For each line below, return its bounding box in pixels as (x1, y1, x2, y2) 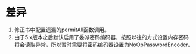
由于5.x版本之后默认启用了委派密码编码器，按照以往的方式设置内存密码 (14, 33, 189, 40)
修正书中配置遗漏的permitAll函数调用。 (14, 26, 110, 33)
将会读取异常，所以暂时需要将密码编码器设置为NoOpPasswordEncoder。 (14, 41, 194, 48)
